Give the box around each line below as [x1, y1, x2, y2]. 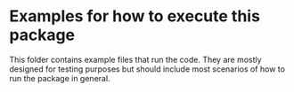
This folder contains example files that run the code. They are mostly [9, 54, 262, 65]
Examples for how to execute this [9, 6, 261, 27]
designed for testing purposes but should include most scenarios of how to [9, 64, 285, 74]
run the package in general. [9, 73, 110, 83]
